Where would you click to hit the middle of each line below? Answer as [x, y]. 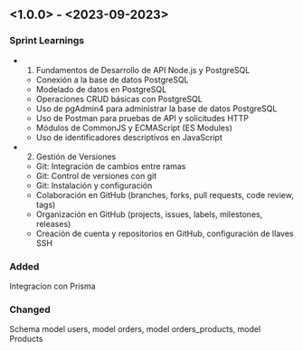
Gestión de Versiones [76, 157]
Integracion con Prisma [53, 286]
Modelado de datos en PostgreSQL [101, 89]
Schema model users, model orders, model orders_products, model [135, 329]
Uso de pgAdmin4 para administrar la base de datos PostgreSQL [156, 109]
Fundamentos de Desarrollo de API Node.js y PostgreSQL [143, 70]
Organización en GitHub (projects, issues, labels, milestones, [149, 214]
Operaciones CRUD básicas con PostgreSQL [119, 99]
